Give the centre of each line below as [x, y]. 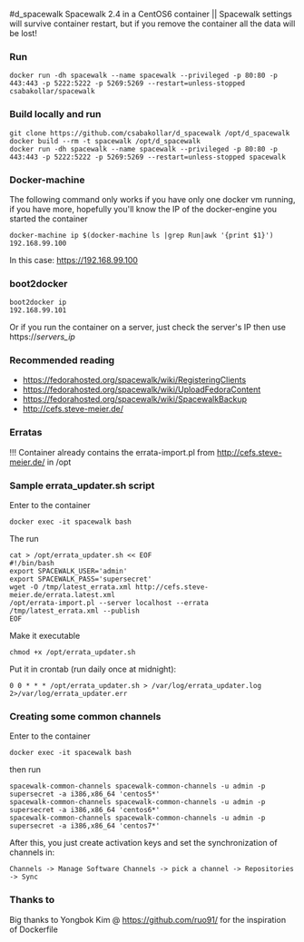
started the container [49, 219]
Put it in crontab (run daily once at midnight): [93, 669]
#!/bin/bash [32, 564]
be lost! [24, 33]
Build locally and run [55, 114]
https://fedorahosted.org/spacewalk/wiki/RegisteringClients [134, 380]
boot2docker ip [38, 303]
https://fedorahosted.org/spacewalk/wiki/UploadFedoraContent [142, 389]
